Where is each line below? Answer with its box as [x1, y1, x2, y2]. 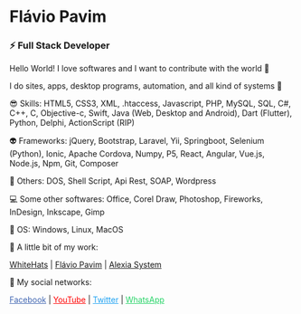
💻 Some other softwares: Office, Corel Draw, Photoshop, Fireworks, [9, 194, 264, 205]
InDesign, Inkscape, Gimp [9, 206, 106, 218]
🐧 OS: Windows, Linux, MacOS [9, 224, 124, 235]
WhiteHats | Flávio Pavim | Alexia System [9, 260, 163, 271]
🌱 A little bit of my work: [9, 242, 99, 252]
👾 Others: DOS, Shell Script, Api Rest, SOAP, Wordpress [9, 176, 217, 186]
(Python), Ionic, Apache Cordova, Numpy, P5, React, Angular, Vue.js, [9, 148, 265, 159]
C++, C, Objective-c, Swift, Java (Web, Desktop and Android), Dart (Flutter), [9, 108, 293, 119]
